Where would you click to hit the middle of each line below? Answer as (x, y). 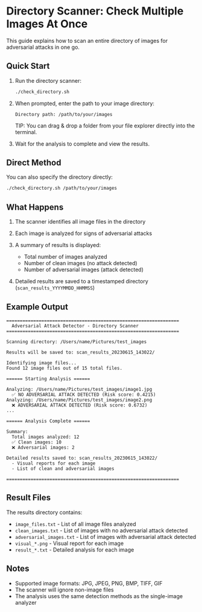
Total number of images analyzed (65, 257)
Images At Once (47, 24)
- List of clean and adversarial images (63, 469)
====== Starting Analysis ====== (48, 379)
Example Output (37, 307)
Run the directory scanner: (48, 80)
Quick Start (28, 66)
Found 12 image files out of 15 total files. (64, 368)
